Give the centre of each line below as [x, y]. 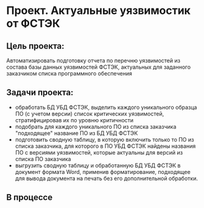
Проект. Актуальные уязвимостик [98, 11]
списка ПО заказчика [43, 159]
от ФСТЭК [33, 23]
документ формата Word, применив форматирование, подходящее [103, 172]
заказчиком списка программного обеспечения [69, 73]
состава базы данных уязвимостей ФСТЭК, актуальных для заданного [98, 67]
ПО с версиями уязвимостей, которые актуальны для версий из [99, 152]
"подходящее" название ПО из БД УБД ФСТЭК [76, 133]
